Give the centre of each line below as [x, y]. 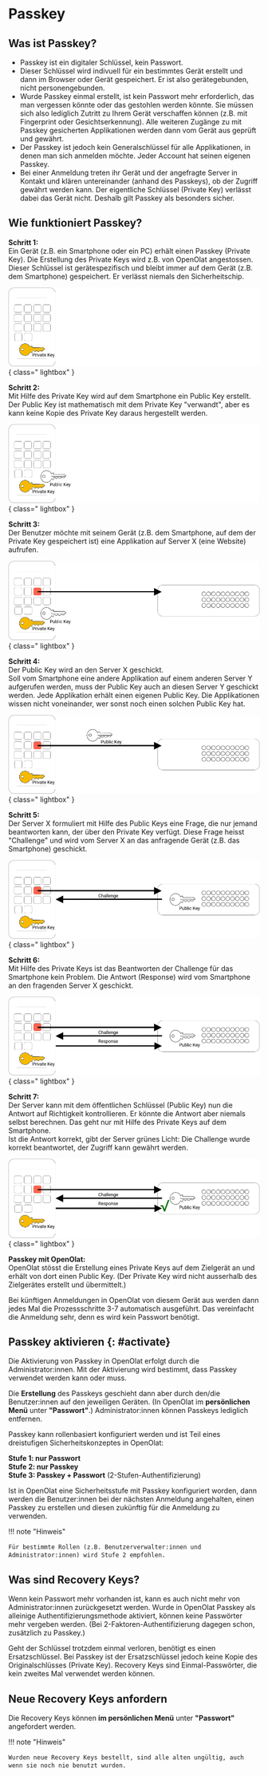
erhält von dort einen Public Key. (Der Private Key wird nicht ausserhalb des [133, 1276]
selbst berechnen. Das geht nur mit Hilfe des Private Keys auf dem [118, 1123]
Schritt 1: [23, 242]
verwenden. [28, 1516]
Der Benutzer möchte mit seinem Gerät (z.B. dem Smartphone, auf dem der [132, 533]
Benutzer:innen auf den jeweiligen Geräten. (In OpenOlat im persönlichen [129, 1402]
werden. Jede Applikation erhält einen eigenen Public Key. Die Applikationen [134, 695]
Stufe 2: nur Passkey [43, 1467]
